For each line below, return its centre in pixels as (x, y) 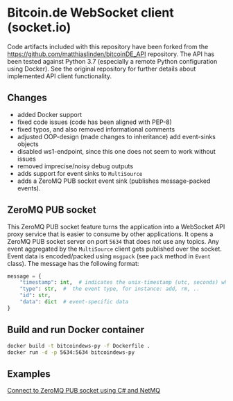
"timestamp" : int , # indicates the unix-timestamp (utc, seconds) (119, 283)
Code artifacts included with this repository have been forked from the (108, 46)
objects (28, 144)
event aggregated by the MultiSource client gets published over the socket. (114, 249)
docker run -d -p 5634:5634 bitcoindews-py (71, 352)
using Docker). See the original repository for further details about (102, 69)
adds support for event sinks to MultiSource (80, 173)
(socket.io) (39, 27)
